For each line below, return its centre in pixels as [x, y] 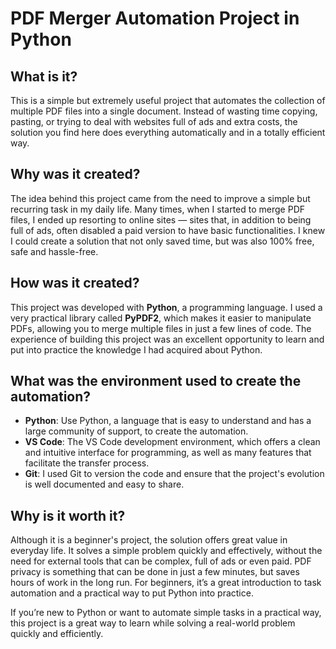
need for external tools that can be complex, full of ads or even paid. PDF [161, 561]
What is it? [44, 76]
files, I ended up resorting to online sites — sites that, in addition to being [161, 219]
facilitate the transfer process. [87, 463]
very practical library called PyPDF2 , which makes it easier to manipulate [161, 318]
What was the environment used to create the [156, 381]
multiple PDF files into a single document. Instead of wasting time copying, [164, 111]
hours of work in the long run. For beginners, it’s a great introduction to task [166, 583]
